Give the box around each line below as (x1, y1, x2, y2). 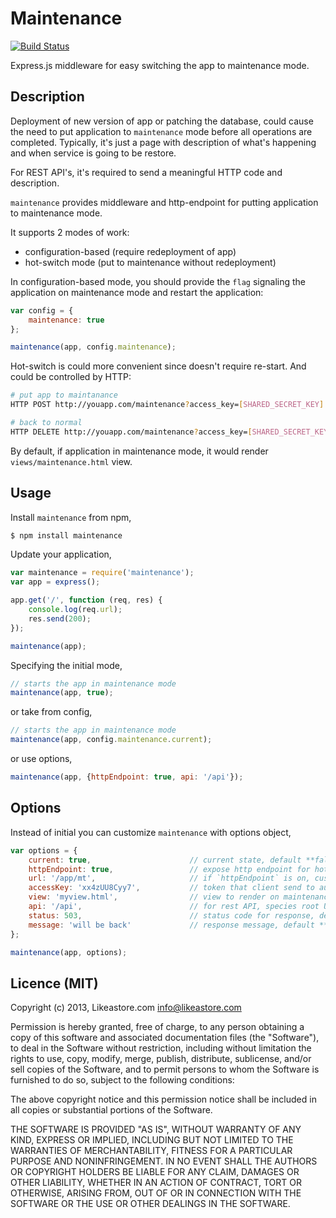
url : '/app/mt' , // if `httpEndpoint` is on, (28, 873, 311, 884)
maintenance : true (28, 315, 105, 325)
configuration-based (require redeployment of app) (24, 245, 237, 257)
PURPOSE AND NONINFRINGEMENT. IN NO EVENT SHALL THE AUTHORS (10, 1155, 318, 1167)
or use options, (10, 753, 73, 765)
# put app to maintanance (10, 390, 118, 401)
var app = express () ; (10, 577, 101, 587)
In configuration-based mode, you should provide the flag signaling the (10, 275, 307, 287)
